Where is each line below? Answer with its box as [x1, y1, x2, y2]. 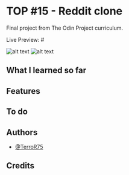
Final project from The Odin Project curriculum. [6, 24, 124, 31]
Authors [6, 127, 38, 137]
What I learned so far [6, 65, 86, 76]
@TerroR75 [14, 143, 43, 150]
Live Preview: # [6, 36, 45, 43]
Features [6, 86, 40, 96]
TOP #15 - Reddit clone [6, 4, 123, 18]
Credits [6, 160, 35, 171]
